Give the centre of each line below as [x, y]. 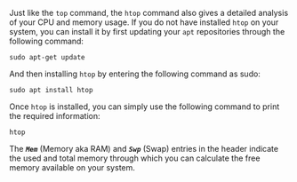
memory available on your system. [72, 167]
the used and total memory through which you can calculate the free [135, 158]
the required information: [55, 116]
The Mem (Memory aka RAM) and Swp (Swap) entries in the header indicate [144, 149]
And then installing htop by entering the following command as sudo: [135, 74]
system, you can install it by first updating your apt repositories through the [147, 32]
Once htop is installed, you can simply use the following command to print [144, 107]
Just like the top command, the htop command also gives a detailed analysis [149, 13]
